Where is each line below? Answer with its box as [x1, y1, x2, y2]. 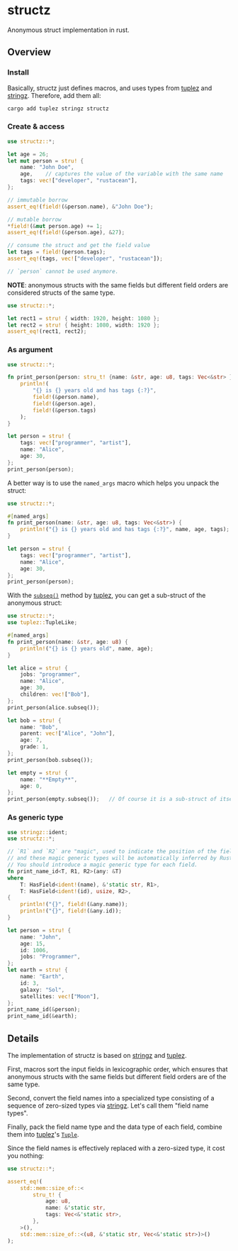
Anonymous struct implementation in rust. [7, 26, 130, 34]
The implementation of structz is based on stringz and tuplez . [7, 1051, 187, 1059]
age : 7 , [20, 737, 42, 744]
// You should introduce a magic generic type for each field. [7, 861, 198, 868]
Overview [7, 46, 52, 58]
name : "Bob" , [20, 723, 59, 731]
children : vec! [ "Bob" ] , [20, 691, 91, 698]
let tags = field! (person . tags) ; [7, 248, 106, 256]
